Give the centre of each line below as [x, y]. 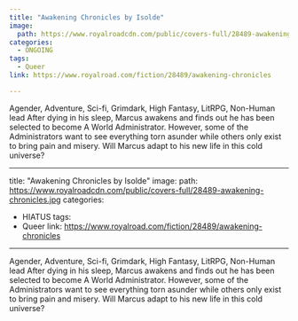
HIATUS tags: [47, 216]
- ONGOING [35, 51]
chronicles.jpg [35, 200]
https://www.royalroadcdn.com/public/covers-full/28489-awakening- [137, 190]
